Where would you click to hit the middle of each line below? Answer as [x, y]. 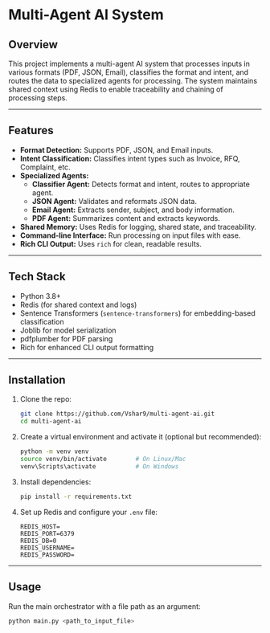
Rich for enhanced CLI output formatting [87, 347]
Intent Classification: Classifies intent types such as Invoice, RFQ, [130, 158]
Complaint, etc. [45, 167]
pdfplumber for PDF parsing [66, 338]
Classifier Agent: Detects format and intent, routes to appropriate [141, 184]
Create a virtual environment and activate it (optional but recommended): [141, 437]
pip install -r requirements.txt [76, 496]
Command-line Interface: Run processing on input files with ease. [130, 235]
